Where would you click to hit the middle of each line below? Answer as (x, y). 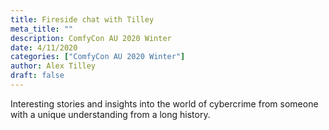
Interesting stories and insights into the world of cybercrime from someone (164, 103)
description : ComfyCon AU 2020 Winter (91, 38)
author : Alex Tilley (53, 66)
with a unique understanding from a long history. (110, 114)
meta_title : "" (42, 29)
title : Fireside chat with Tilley (82, 19)
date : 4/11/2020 (44, 47)
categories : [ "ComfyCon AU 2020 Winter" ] (98, 57)
